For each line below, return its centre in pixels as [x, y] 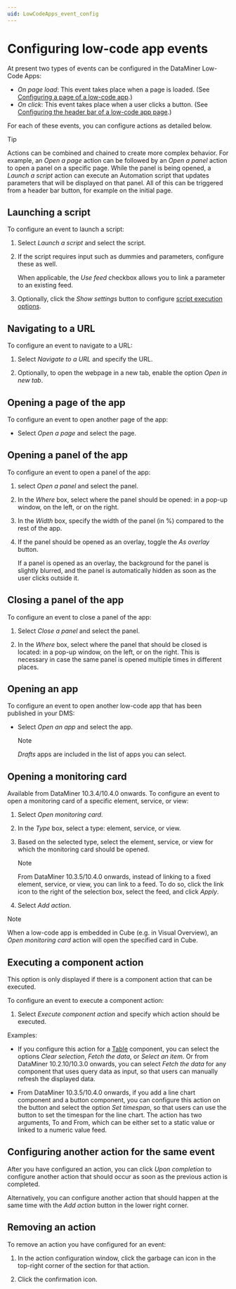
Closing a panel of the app [66, 600]
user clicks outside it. [48, 578]
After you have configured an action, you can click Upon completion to [110, 1169]
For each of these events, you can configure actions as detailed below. [110, 125]
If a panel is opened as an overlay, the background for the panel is [113, 563]
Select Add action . [44, 906]
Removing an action [52, 1227]
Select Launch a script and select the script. [81, 243]
